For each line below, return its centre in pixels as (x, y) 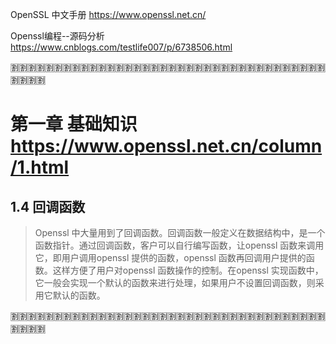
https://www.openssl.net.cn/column (166, 146)
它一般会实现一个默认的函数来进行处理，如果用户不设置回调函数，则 (175, 282)
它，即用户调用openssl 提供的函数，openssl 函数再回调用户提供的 (170, 257)
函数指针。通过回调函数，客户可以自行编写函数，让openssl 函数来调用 (179, 245)
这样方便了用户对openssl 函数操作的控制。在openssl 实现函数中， (188, 270)
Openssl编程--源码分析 (57, 36)
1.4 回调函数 (48, 206)
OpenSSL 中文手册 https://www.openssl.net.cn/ (108, 14)
